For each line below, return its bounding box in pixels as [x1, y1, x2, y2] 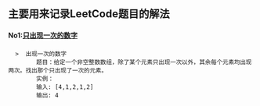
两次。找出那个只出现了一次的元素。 [8, 66, 108, 74]
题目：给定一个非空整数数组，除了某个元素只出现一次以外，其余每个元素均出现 [36, 58, 252, 66]
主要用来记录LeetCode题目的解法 [8, 7, 170, 21]
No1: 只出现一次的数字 [8, 30, 78, 40]
